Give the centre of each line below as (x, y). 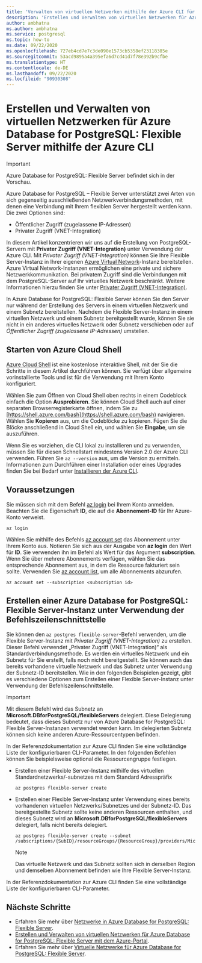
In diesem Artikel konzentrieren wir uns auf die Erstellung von (82, 243)
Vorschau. (19, 182)
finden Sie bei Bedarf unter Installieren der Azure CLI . (72, 471)
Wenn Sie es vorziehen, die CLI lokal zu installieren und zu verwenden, (94, 445)
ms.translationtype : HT (36, 62)
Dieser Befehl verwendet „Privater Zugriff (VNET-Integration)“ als (87, 647)
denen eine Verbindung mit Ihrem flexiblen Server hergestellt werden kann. (99, 207)
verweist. (33, 517)
